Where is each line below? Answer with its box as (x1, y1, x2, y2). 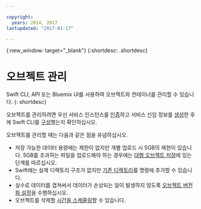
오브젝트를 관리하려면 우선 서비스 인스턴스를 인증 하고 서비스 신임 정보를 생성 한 (6, 111, 189, 118)
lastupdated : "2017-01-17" (6, 25, 74, 31)
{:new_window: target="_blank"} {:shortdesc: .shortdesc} (6, 47, 148, 54)
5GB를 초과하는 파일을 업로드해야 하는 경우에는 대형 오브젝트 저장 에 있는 (23, 151, 192, 159)
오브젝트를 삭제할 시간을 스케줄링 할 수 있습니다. (14, 196, 126, 204)
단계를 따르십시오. (14, 159, 57, 166)
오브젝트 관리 (6, 70, 67, 83)
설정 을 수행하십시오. (21, 189, 68, 196)
